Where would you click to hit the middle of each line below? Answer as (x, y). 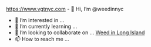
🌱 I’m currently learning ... (46, 26)
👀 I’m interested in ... (39, 20)
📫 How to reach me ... (42, 39)
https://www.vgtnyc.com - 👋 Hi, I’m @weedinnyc (65, 9)
